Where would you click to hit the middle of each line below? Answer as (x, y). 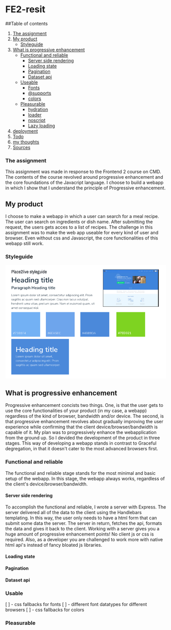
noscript (37, 120)
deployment (25, 131)
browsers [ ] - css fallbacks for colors (45, 610)
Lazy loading (41, 126)
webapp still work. (25, 244)
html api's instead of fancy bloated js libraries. (54, 545)
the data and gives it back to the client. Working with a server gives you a (82, 528)
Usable (14, 593)
